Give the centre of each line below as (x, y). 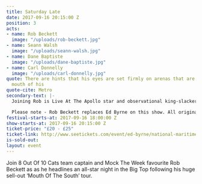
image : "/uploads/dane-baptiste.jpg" (59, 62)
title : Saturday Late (33, 12)
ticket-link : (23, 135)
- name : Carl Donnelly (35, 68)
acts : (13, 29)
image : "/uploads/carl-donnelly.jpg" (59, 73)
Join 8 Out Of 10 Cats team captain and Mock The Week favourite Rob (93, 162)
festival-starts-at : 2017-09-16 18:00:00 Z (62, 118)
